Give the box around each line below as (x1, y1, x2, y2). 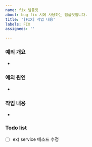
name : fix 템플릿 (5, 7, 39, 13)
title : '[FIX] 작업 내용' (5, 17, 56, 22)
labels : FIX (5, 21, 30, 27)
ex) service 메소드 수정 (12, 136, 59, 142)
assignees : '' (5, 26, 35, 32)
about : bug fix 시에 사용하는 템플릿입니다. (5, 12, 88, 17)
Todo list (5, 124, 27, 131)
